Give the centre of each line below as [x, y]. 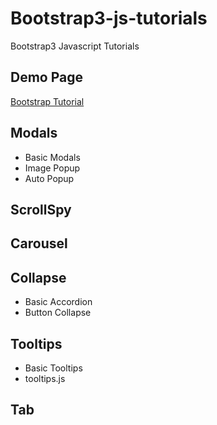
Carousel [39, 243]
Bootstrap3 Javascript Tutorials [75, 46]
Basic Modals [52, 157]
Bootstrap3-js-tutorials [109, 18]
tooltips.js [45, 378]
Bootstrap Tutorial [47, 101]
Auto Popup [49, 178]
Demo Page [47, 77]
